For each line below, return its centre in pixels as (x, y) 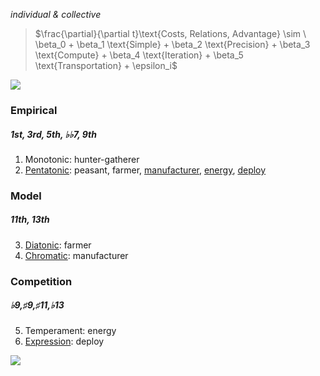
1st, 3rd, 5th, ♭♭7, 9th (53, 134)
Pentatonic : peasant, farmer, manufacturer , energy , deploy (145, 170)
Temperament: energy (70, 330)
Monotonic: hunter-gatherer (82, 159)
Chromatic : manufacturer (76, 255)
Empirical (34, 110)
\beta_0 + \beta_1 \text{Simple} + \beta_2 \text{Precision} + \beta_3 (172, 44)
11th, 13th (30, 220)
